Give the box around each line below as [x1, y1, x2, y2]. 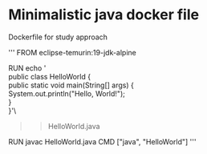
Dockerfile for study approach [8, 32, 108, 42]
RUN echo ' [8, 63, 47, 73]
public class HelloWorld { [8, 71, 91, 81]
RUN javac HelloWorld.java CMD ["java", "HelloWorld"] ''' [8, 136, 197, 146]
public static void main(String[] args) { [8, 80, 134, 90]
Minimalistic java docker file [8, 6, 199, 24]
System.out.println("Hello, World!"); [8, 88, 126, 98]
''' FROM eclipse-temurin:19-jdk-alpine [8, 47, 136, 57]
